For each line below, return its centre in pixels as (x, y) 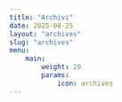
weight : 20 (61, 67)
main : (36, 59)
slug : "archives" (41, 42)
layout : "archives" (45, 34)
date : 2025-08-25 (41, 26)
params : (55, 75)
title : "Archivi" (41, 17)
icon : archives (85, 83)
